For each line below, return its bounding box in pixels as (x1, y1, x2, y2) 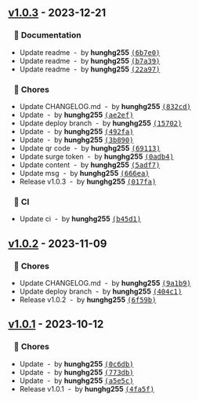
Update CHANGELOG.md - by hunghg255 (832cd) (19, 101, 192, 111)
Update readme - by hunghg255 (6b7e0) (19, 47, 161, 57)
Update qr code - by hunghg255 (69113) (19, 143, 161, 152)
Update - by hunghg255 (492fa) (19, 126, 134, 136)
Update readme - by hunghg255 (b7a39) (19, 56, 161, 65)
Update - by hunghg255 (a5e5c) (19, 376, 134, 385)
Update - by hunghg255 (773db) (19, 367, 134, 377)
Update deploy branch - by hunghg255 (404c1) (19, 286, 183, 296)
